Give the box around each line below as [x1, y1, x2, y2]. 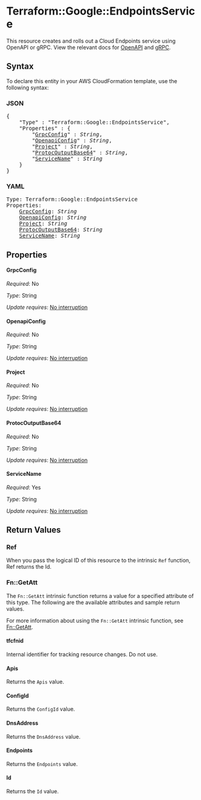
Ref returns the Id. [6, 563, 52, 571]
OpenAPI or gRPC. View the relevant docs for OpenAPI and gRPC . [6, 44, 171, 51]
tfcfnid [6, 637, 24, 645]
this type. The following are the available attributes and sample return [6, 598, 180, 606]
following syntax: [6, 84, 49, 91]
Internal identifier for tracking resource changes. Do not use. [6, 651, 158, 658]
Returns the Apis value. [6, 678, 64, 685]
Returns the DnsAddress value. [6, 733, 81, 740]
